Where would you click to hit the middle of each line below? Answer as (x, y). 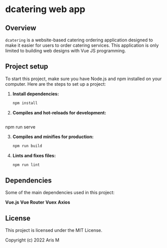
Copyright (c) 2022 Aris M (32, 240)
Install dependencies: (36, 94)
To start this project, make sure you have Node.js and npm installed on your (83, 79)
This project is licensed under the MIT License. (54, 230)
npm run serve (20, 127)
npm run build (27, 146)
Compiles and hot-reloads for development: (59, 112)
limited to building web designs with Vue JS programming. (66, 51)
